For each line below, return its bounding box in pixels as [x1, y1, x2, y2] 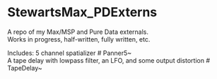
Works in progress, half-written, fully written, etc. [7, 35, 151, 43]
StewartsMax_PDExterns [7, 4, 158, 20]
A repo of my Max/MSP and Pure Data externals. [7, 28, 148, 36]
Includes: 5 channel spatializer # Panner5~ [7, 49, 132, 57]
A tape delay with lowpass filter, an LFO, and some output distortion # [7, 56, 211, 64]
